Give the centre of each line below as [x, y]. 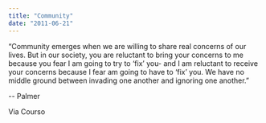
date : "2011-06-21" [41, 23]
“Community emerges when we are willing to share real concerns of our [127, 46]
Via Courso [27, 111]
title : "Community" [41, 16]
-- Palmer [24, 96]
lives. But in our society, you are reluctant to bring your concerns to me [126, 55]
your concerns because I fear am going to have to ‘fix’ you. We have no [127, 72]
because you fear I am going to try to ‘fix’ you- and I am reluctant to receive [133, 63]
